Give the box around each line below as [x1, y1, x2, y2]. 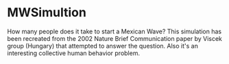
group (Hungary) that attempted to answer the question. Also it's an [7, 42, 199, 50]
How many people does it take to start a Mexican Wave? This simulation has [7, 27, 221, 35]
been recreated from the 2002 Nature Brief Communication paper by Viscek [7, 34, 223, 42]
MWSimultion [7, 5, 87, 20]
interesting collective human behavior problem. [7, 49, 141, 57]
